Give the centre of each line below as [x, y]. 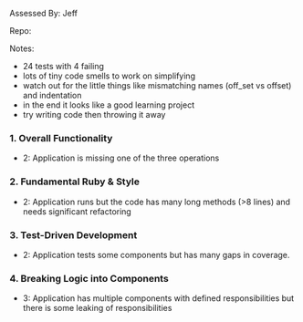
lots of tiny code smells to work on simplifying [109, 76]
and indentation [52, 95]
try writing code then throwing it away [94, 114]
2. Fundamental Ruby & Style [74, 182]
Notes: [22, 48]
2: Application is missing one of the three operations [121, 158]
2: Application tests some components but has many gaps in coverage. [156, 254]
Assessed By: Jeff [44, 13]
